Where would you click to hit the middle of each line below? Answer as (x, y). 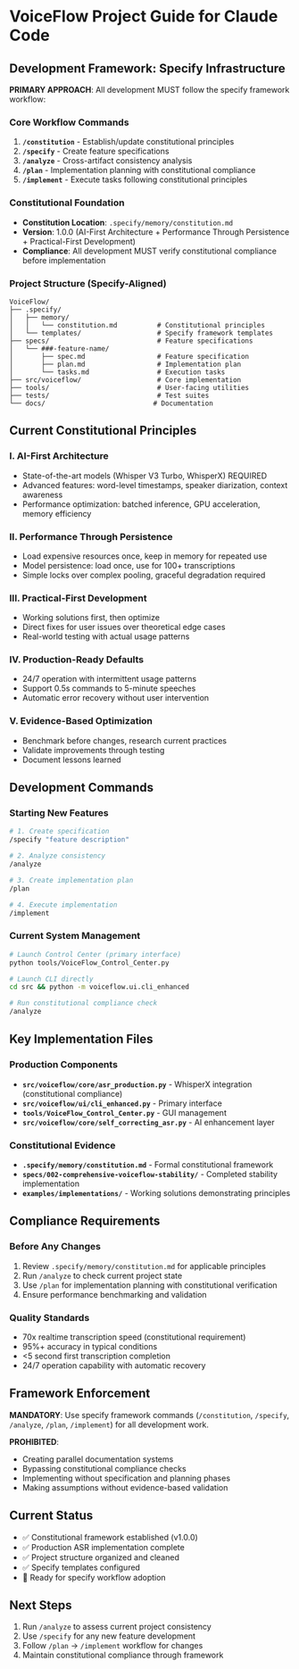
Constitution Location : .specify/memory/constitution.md (128, 222)
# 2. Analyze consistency (57, 856)
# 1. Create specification (59, 832)
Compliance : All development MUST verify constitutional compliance (149, 251)
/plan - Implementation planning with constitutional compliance (139, 170)
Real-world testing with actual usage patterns (106, 636)
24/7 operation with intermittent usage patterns (109, 679)
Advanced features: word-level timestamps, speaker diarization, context (155, 485)
